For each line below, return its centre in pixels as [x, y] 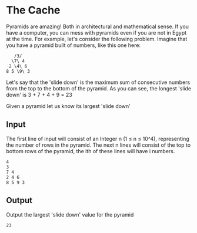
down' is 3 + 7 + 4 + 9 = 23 [39, 94]
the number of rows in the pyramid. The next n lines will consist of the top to [98, 145]
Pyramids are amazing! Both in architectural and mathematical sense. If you [98, 26]
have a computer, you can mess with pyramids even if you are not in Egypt [96, 32]
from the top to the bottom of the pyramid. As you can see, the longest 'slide [99, 88]
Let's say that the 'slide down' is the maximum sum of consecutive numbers [98, 82]
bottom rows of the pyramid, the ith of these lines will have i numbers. [91, 151]
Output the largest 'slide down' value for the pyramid [70, 214]
